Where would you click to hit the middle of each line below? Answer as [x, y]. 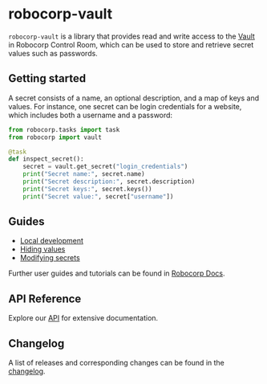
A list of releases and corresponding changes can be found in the [116, 363]
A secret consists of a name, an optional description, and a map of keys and [134, 98]
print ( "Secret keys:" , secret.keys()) [87, 189]
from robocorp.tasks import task [64, 129]
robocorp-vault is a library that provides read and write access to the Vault [131, 36]
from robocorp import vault [55, 137]
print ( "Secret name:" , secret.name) [84, 174]
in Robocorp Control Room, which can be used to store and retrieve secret [131, 44]
